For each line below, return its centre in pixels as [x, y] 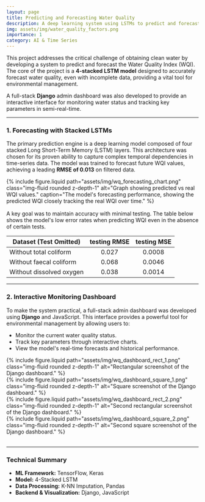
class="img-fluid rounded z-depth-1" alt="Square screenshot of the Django [101, 386]
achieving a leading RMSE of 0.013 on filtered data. [71, 170]
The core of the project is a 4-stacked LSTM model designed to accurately [101, 71]
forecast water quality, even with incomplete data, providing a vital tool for [100, 77]
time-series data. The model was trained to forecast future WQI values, [96, 163]
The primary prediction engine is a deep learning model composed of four [99, 144]
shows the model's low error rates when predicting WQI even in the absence [103, 220]
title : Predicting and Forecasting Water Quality [71, 18]
